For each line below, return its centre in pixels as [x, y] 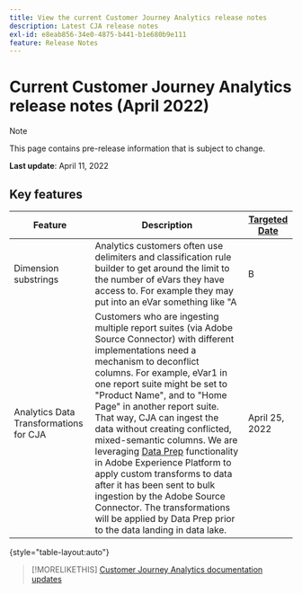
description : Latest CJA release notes [84, 26]
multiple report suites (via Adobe [164, 327]
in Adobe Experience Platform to [163, 462]
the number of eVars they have [160, 279]
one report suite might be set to [161, 384]
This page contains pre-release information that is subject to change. [138, 148]
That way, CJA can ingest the [157, 417]
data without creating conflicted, [163, 429]
